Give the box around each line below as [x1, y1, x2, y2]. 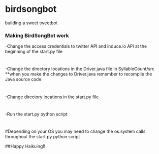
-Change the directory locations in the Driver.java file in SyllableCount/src [5, 66, 155, 72]
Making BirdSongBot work [5, 32, 69, 39]
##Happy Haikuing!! [5, 143, 46, 149]
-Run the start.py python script [5, 111, 68, 117]
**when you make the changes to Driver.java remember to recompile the [5, 71, 152, 77]
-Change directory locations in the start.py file [5, 94, 99, 100]
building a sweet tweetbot [5, 20, 58, 26]
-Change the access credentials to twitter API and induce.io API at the [5, 43, 147, 49]
